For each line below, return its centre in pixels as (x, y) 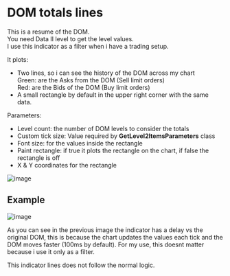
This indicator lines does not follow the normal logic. (81, 265)
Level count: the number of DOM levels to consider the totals (103, 128)
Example (26, 200)
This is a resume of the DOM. (48, 32)
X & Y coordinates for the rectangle (67, 165)
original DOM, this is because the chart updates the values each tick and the (115, 237)
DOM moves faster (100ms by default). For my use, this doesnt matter (106, 244)
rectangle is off (38, 158)
